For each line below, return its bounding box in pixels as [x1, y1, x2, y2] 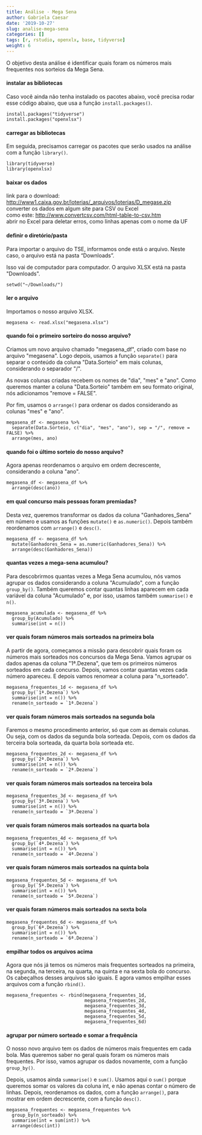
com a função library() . [6, 149, 68, 156]
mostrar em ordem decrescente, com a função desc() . [6, 1095, 142, 1102]
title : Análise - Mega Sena [6, 8, 77, 15]
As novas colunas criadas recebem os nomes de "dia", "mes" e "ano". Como [6, 377, 197, 384]
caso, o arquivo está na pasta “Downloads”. [6, 252, 115, 259]
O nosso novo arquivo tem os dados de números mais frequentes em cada [6, 1045, 192, 1052]
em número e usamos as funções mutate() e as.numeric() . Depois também [6, 518, 193, 525]
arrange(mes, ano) [11, 435, 58, 442]
